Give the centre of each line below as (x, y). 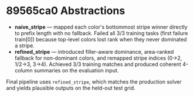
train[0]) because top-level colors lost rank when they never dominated (101, 39)
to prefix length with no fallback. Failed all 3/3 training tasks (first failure (101, 33)
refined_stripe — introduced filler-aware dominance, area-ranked (94, 51)
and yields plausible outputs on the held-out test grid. (71, 88)
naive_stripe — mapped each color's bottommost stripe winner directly (101, 27)
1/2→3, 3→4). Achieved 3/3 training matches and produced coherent (98, 64)
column (24, 70)
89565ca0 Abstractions (66, 11)
